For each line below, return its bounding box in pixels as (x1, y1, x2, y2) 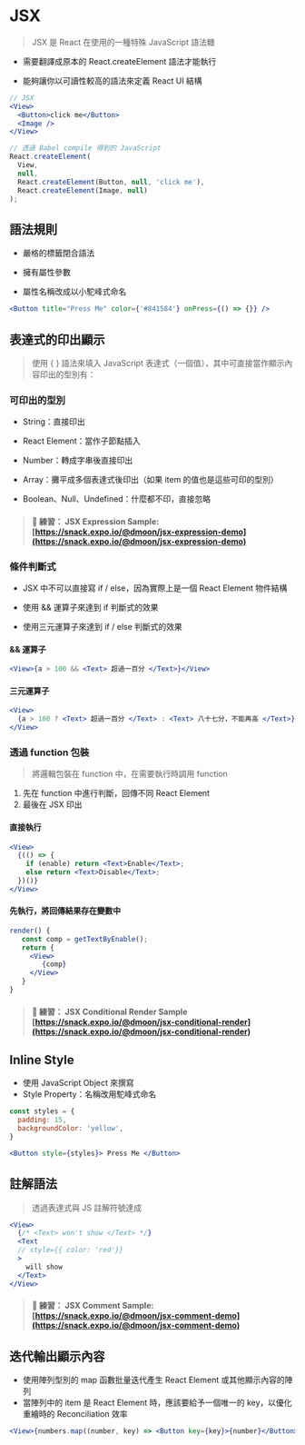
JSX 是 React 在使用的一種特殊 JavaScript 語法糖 (31, 36, 215, 47)
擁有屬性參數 (22, 267, 71, 278)
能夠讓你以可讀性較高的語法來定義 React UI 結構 (22, 75, 202, 86)
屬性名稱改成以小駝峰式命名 (22, 286, 127, 297)
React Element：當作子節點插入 (22, 435, 141, 446)
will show (25, 1262, 64, 1271)
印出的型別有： (39, 369, 96, 380)
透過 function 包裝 (9, 746, 90, 759)
